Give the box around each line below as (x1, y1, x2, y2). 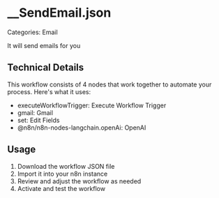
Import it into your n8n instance (17, 169, 108, 178)
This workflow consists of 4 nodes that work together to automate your (7, 80, 212, 89)
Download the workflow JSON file (17, 162, 115, 170)
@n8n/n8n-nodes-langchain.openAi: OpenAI (17, 123, 146, 132)
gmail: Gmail (17, 108, 54, 116)
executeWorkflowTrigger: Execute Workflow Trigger (17, 101, 167, 109)
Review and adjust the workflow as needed (17, 176, 142, 185)
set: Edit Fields (17, 116, 60, 124)
